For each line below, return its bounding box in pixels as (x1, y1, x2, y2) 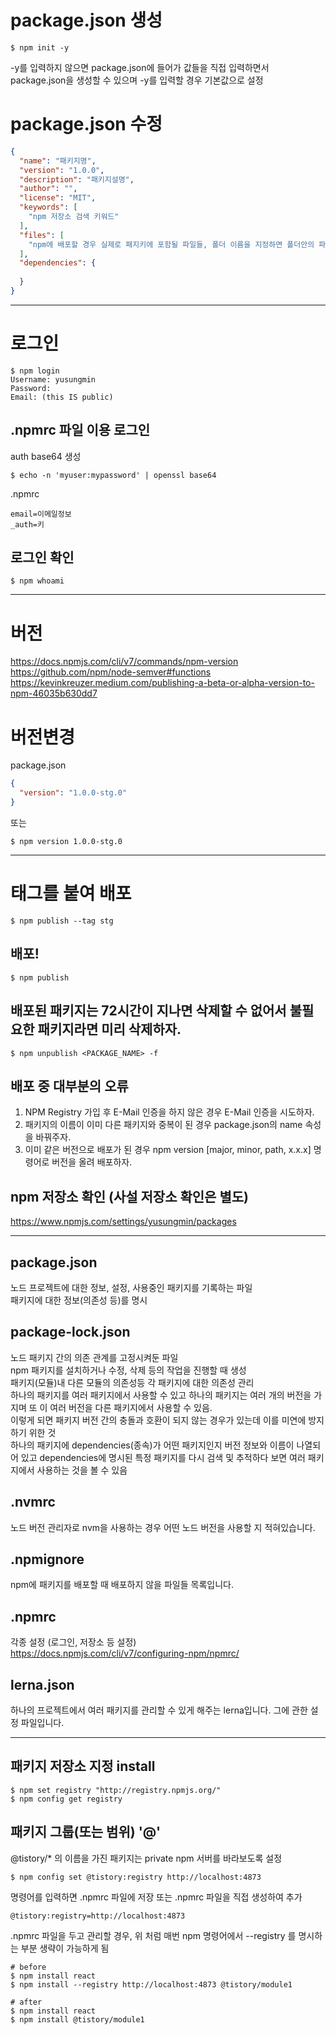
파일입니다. (20, 1717, 65, 1728)
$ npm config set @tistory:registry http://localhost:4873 (10, 1872, 262, 1882)
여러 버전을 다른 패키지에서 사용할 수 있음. (49, 1401, 213, 1413)
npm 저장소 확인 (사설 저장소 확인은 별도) (10, 1188, 249, 1205)
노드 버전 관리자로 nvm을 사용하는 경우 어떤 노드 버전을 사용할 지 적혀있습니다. (10, 1521, 316, 1533)
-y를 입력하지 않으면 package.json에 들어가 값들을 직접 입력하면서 (10, 61, 270, 73)
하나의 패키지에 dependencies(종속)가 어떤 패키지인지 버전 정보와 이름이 (10, 1439, 295, 1451)
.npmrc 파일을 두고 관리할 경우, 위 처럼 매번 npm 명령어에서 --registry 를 (10, 1929, 297, 1941)
